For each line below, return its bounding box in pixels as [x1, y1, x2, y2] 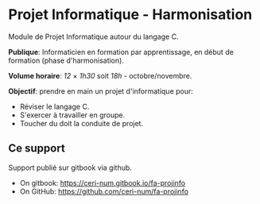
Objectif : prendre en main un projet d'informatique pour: [8, 86, 193, 96]
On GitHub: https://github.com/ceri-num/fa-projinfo [19, 187, 189, 196]
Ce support [8, 141, 65, 156]
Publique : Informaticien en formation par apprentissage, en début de [8, 47, 235, 56]
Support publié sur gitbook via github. [8, 163, 133, 172]
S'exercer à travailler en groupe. [19, 110, 126, 120]
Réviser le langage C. [19, 102, 90, 111]
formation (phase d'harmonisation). [8, 56, 125, 65]
